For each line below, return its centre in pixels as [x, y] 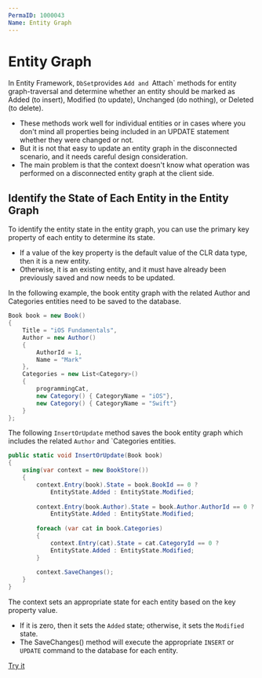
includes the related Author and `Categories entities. [92, 441]
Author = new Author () [59, 337]
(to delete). [26, 108]
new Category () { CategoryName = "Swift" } [107, 403]
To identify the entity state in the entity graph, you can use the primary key [129, 229]
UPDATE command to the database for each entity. [99, 651]
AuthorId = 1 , [59, 352]
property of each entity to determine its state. [82, 238]
